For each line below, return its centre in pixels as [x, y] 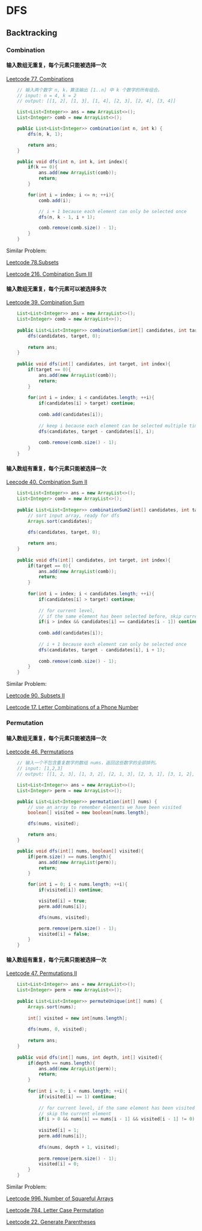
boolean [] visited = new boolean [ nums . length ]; [88, 813]
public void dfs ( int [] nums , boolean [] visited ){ [81, 851]
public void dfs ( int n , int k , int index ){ [72, 161]
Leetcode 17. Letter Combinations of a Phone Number [72, 708]
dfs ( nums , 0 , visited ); [57, 1029]
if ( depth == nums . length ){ [62, 1063]
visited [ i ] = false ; [64, 934]
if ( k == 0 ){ [43, 167]
